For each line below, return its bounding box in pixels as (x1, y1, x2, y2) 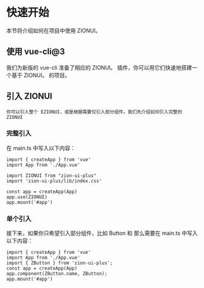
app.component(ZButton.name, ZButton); (6, 271, 108, 277)
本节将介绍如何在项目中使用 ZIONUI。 (6, 27, 101, 34)
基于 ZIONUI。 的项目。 (11, 71, 71, 79)
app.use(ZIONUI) (6, 193, 47, 200)
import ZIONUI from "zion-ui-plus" (6, 172, 97, 179)
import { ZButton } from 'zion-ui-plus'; (6, 260, 113, 266)
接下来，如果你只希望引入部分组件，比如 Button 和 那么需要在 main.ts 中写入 (6, 229, 198, 237)
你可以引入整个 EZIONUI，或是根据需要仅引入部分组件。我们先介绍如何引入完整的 (6, 109, 183, 115)
